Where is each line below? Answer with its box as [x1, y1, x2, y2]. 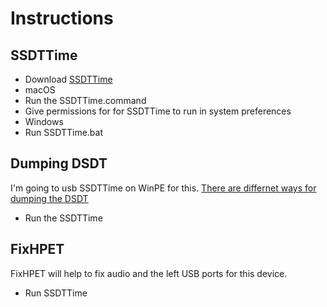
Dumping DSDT [10, 155, 108, 172]
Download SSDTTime [24, 73, 113, 85]
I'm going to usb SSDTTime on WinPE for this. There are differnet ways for [10, 182, 317, 194]
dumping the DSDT [10, 192, 89, 204]
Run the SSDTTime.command [24, 95, 147, 106]
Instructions [10, 7, 114, 30]
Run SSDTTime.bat [24, 127, 104, 138]
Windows [24, 116, 64, 127]
